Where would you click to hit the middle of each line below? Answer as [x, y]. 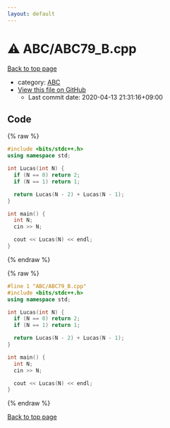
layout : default [31, 14]
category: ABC [39, 82]
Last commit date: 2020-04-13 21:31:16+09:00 [96, 97]
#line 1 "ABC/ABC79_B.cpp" [47, 286]
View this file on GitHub [52, 90]
